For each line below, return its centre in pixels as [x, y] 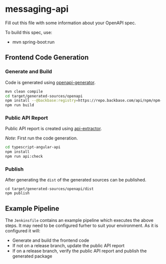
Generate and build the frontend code [51, 240]
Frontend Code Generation [47, 58]
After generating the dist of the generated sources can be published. [76, 180]
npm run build [20, 105]
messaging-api [37, 9]
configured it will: [23, 231]
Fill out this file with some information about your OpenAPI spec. [71, 23]
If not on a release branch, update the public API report [68, 246]
